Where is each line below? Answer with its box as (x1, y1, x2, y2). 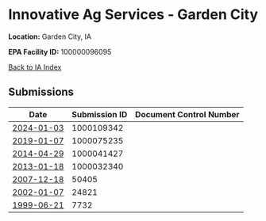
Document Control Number (134, 109, 240, 120)
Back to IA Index (8, 62, 62, 72)
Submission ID (71, 109, 128, 120)
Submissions (8, 86, 74, 99)
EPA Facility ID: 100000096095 (8, 47, 112, 56)
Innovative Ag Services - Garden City (8, 6, 259, 24)
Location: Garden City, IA (8, 32, 92, 41)
